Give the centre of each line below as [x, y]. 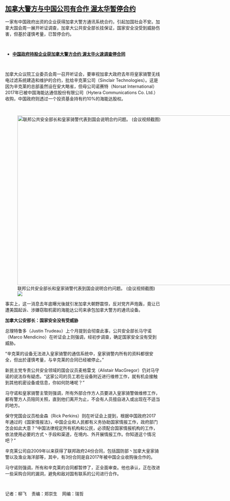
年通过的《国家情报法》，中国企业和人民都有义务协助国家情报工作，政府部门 [82, 422]
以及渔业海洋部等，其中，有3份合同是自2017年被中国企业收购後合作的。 [82, 457]
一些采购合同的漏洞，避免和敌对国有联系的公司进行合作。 [63, 473]
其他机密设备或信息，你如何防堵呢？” [47, 382]
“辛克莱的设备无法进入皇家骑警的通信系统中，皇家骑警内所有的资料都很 [77, 353]
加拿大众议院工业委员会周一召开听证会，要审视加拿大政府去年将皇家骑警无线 [83, 74]
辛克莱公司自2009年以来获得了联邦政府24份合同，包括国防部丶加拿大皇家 [80, 451]
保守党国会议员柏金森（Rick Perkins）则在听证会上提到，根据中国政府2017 [81, 416]
